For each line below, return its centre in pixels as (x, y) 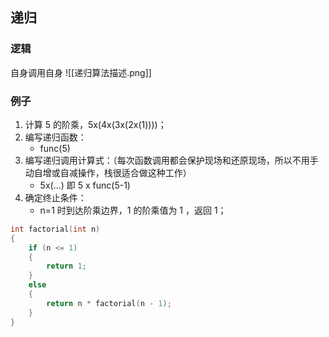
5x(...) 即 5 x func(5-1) (85, 185)
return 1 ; (66, 266)
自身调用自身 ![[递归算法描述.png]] (81, 72)
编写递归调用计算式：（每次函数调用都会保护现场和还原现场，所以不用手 (171, 160)
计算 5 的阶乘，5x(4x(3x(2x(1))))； (95, 124)
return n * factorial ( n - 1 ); (109, 303)
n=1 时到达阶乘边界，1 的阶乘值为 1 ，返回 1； (133, 210)
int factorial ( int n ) (55, 229)
